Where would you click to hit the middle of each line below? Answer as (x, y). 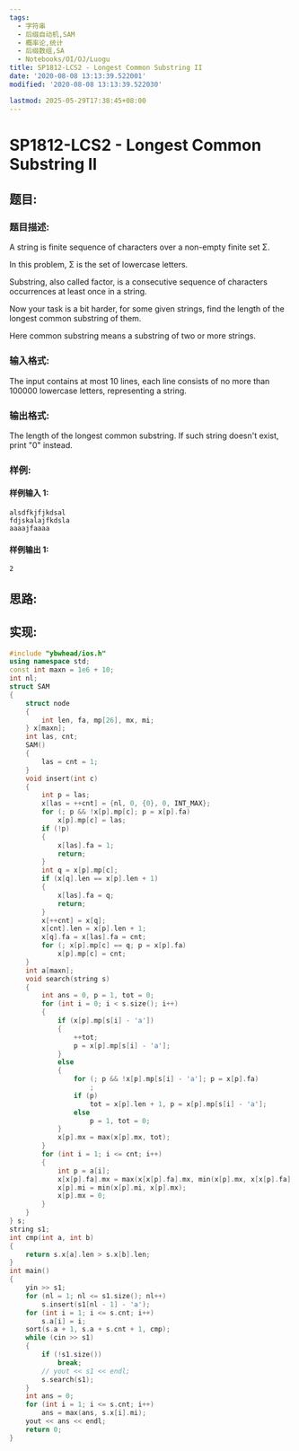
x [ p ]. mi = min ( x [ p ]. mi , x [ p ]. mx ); (122, 1187)
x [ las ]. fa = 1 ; (86, 845)
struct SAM (30, 687)
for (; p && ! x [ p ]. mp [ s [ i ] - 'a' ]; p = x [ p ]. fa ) (166, 1079)
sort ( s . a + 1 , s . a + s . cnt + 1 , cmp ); (98, 1330)
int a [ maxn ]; (50, 971)
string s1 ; (30, 1229)
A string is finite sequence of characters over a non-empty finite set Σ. (140, 247)
